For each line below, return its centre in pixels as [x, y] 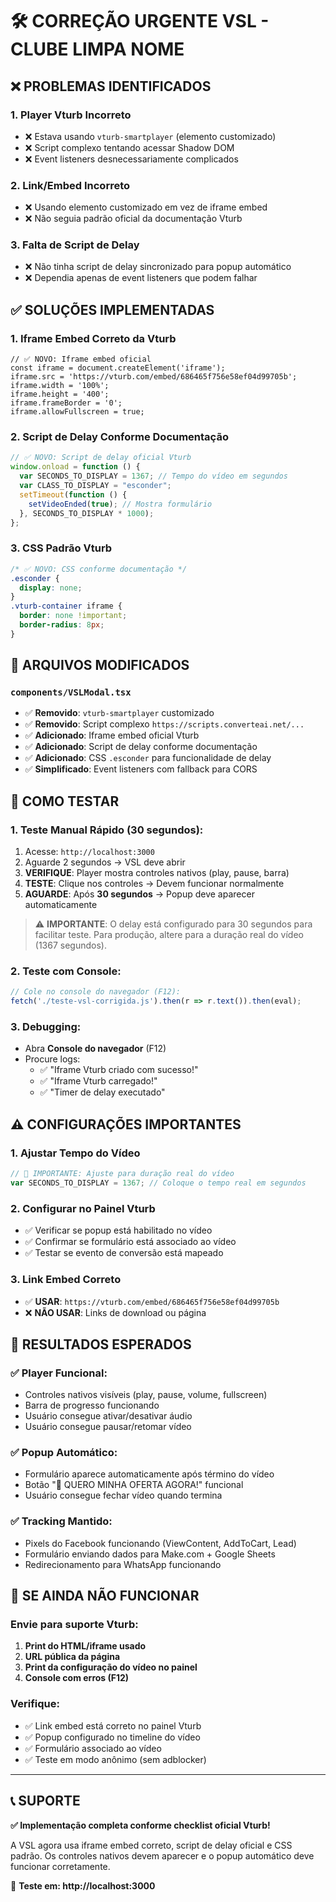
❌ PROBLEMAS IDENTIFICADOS [111, 86]
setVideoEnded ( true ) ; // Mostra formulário [120, 504]
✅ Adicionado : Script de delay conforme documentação [141, 747]
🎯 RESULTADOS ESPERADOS [101, 1344]
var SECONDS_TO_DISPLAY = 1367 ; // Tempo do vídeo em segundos [153, 476]
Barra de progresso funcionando [92, 1405]
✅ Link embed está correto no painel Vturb [113, 1725]
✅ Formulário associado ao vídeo [93, 1748]
